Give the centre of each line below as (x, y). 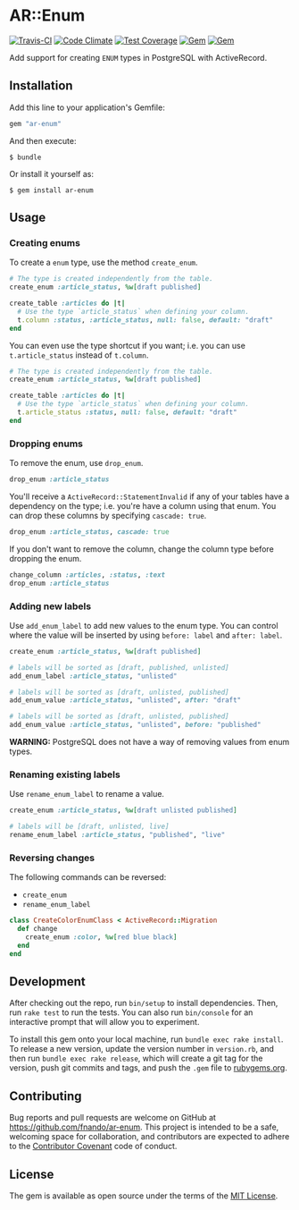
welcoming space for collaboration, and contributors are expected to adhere (149, 1137)
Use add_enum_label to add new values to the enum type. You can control (144, 625)
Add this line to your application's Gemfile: (87, 107)
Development (48, 982)
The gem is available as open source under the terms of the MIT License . (144, 1196)
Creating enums (45, 242)
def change (37, 929)
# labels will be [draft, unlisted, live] (89, 827)
